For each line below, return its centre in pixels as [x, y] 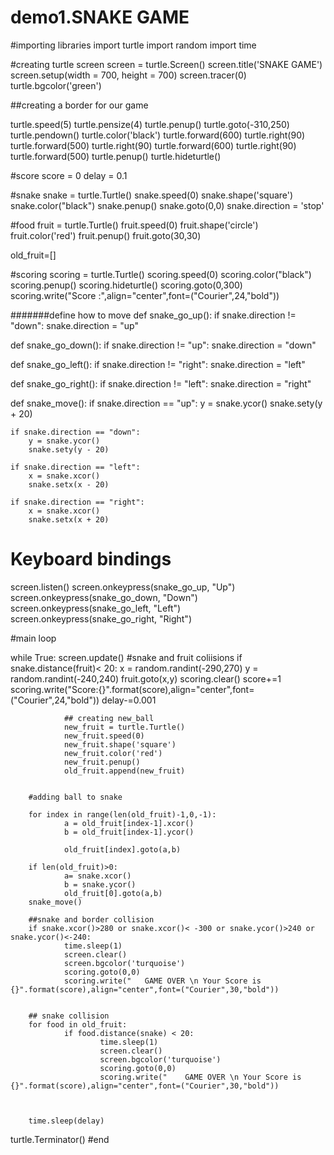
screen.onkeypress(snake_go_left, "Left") [96, 608]
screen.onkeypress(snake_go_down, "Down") [104, 597]
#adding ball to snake [75, 797]
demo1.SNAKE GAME [100, 17]
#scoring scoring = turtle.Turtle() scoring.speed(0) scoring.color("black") [161, 274]
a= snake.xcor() [97, 876]
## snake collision [69, 1016]
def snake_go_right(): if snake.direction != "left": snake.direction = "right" [161, 383]
